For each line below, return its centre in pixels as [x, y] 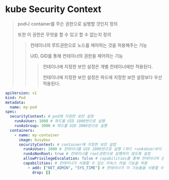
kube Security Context [53, 9]
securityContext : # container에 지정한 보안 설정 [67, 144]
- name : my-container [37, 135]
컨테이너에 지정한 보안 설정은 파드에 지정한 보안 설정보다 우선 [102, 77]
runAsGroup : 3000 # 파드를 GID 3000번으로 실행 [61, 126]
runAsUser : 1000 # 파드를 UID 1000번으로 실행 [60, 121]
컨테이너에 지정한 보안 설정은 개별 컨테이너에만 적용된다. [98, 66]
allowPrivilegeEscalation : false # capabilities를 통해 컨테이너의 [91, 159]
